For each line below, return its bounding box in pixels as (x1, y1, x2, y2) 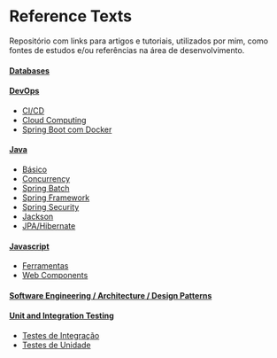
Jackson (21, 211, 54, 222)
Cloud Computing (21, 114, 87, 125)
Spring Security (21, 201, 80, 212)
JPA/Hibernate (21, 220, 76, 231)
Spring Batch (21, 183, 70, 193)
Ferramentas (21, 261, 69, 271)
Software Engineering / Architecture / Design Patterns (9, 290, 212, 300)
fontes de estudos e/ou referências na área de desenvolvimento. (9, 44, 245, 55)
